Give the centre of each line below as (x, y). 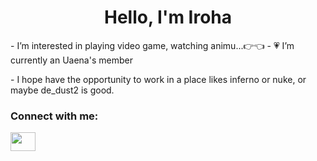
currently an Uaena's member (71, 60)
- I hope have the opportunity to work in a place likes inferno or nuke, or (158, 79)
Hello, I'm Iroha (168, 17)
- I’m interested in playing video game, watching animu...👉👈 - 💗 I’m (152, 45)
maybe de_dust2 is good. (62, 90)
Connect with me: (54, 116)
